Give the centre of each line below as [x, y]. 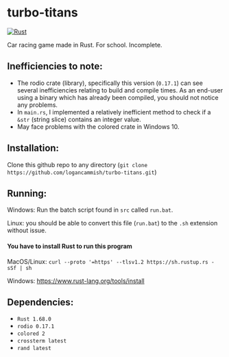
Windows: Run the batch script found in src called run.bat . [90, 210]
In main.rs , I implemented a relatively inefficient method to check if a [114, 112]
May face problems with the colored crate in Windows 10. [98, 126]
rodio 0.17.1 [36, 327]
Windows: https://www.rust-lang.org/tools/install [76, 281]
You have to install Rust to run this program [70, 246]
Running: [27, 193]
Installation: [33, 148]
